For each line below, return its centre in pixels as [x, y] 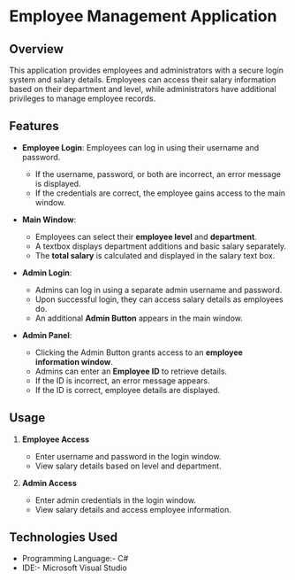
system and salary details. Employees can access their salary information [143, 80]
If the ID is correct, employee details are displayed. [128, 390]
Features [34, 126]
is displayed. [58, 183]
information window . [74, 361]
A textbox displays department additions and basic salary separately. [161, 246]
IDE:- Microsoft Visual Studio [75, 568]
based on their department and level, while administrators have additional [143, 89]
